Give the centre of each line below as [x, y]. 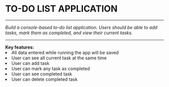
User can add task [30, 63]
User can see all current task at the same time [59, 58]
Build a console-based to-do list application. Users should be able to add [81, 27]
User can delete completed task [45, 79]
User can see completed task [42, 74]
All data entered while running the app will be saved [65, 52]
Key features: [20, 47]
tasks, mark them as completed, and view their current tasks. [69, 33]
